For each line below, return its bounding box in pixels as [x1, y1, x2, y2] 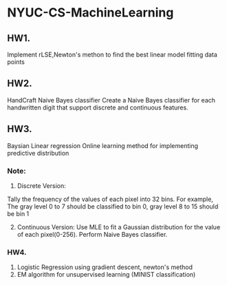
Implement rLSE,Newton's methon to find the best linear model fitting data [7, 50, 218, 59]
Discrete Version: [17, 181, 67, 190]
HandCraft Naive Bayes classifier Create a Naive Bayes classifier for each [7, 96, 215, 104]
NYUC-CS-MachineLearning [7, 5, 174, 21]
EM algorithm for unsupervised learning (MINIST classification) [17, 271, 196, 279]
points [7, 58, 25, 66]
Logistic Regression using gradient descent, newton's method [17, 263, 193, 271]
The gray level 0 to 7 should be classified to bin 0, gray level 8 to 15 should [7, 202, 219, 211]
